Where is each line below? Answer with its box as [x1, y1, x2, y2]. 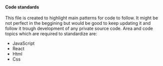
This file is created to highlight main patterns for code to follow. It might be [5, 15, 159, 21]
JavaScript [12, 40, 35, 47]
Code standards [5, 4, 39, 10]
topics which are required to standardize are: [5, 31, 97, 37]
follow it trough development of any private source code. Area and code [5, 25, 153, 32]
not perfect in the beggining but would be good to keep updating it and [5, 20, 151, 26]
